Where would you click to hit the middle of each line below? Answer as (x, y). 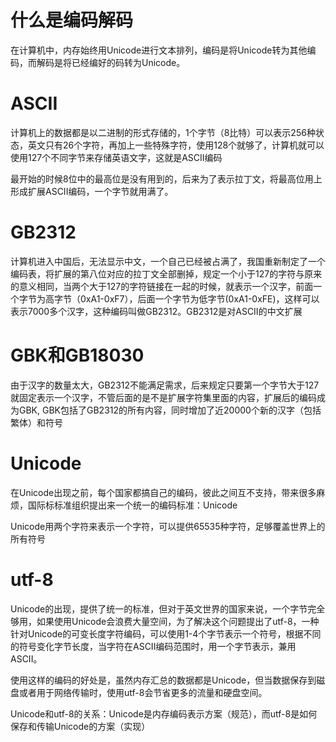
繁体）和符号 (36, 422)
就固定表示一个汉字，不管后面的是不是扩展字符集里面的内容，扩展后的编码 (163, 397)
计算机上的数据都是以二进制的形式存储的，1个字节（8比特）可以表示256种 (163, 132)
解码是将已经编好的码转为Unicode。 (111, 62)
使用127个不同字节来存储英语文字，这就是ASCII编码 (116, 157)
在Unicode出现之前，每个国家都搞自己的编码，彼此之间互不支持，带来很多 (163, 492)
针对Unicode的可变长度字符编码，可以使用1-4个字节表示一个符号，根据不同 (166, 633)
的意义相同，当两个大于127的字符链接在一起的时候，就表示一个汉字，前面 (162, 286)
